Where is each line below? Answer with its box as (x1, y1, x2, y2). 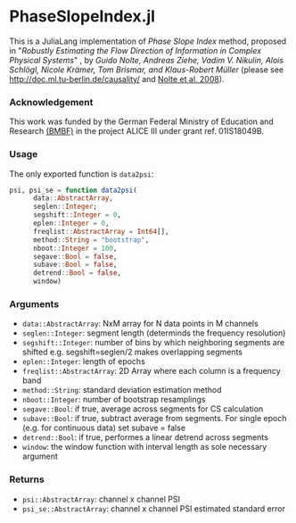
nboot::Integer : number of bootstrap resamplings (21, 394, 207, 405)
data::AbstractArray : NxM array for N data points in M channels (21, 319, 259, 329)
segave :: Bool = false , (32, 252, 118, 261)
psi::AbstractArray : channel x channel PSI (21, 494, 181, 504)
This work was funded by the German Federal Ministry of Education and (9, 116, 274, 127)
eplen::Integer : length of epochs (21, 356, 145, 367)
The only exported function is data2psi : (9, 168, 154, 179)
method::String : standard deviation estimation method (21, 385, 222, 395)
